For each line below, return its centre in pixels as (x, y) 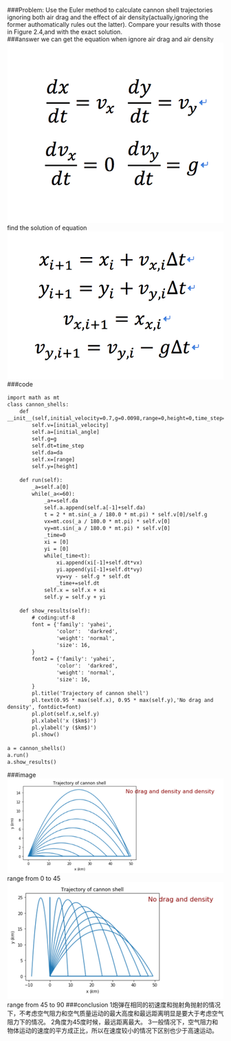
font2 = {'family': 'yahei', (74, 659)
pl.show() (46, 734)
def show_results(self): (55, 611)
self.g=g (44, 439)
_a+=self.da (61, 501)
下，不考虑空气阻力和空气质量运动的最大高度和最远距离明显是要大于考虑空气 (115, 1013)
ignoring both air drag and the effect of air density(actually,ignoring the (108, 17)
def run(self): (41, 480)
